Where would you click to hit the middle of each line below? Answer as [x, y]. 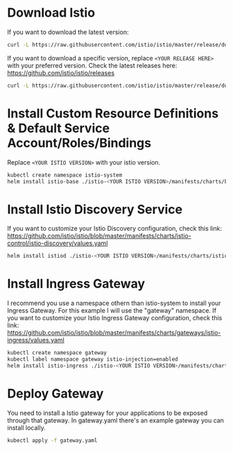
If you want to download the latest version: [68, 32]
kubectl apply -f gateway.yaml [52, 440]
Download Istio [51, 13]
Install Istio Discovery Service [95, 209]
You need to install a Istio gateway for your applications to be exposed [107, 413]
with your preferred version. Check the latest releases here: [92, 65]
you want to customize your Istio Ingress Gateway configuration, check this [115, 318]
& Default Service [58, 128]
